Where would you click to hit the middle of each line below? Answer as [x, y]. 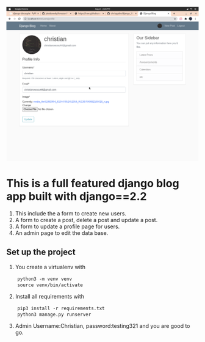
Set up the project [41, 252]
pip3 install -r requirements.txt [61, 308]
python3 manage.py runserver [54, 314]
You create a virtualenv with [50, 267]
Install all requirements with [49, 296]
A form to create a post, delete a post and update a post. [86, 220]
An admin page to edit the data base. [62, 233]
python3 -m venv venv [45, 279]
